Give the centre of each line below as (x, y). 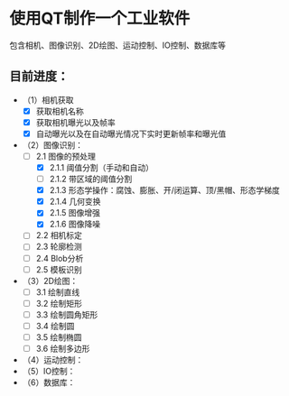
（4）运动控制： (53, 360)
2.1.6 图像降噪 (75, 224)
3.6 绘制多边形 (63, 348)
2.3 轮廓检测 (59, 247)
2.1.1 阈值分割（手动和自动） (101, 167)
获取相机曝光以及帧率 (75, 122)
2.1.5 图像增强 (75, 213)
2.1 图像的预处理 (66, 156)
